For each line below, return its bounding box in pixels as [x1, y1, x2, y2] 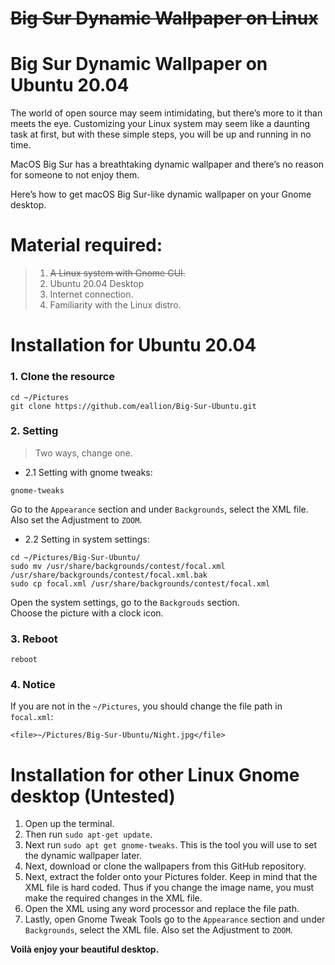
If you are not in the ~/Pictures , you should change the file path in [10, 700, 283, 712]
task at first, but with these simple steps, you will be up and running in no [10, 128, 312, 141]
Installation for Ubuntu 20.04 [10, 334, 257, 357]
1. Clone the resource [10, 370, 116, 384]
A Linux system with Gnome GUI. [49, 267, 186, 279]
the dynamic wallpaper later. [24, 850, 142, 862]
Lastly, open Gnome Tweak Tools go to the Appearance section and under [24, 913, 326, 926]
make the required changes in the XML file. [24, 892, 203, 904]
